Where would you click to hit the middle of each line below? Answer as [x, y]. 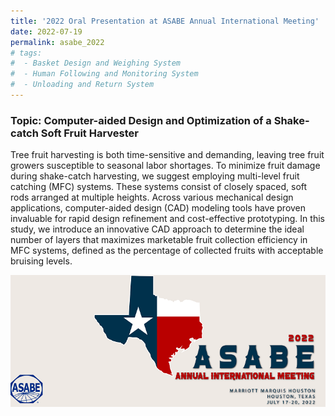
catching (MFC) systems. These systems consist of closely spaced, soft [159, 187]
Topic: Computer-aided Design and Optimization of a [141, 120]
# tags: [26, 53]
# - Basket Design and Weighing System [96, 63]
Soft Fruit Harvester [89, 133]
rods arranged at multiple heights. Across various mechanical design [152, 197]
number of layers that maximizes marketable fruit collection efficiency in [159, 240]
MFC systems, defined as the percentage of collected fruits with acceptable [167, 251]
